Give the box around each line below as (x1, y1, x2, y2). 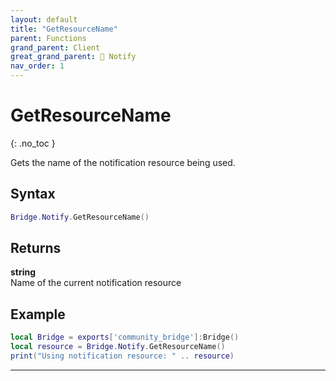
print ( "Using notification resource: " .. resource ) (10, 351, 235, 361)
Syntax (10, 186, 56, 203)
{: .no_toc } (10, 137, 56, 149)
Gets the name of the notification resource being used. (10, 156, 236, 168)
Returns (10, 240, 62, 257)
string (10, 266, 37, 278)
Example (10, 306, 66, 323)
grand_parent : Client (10, 42, 101, 53)
